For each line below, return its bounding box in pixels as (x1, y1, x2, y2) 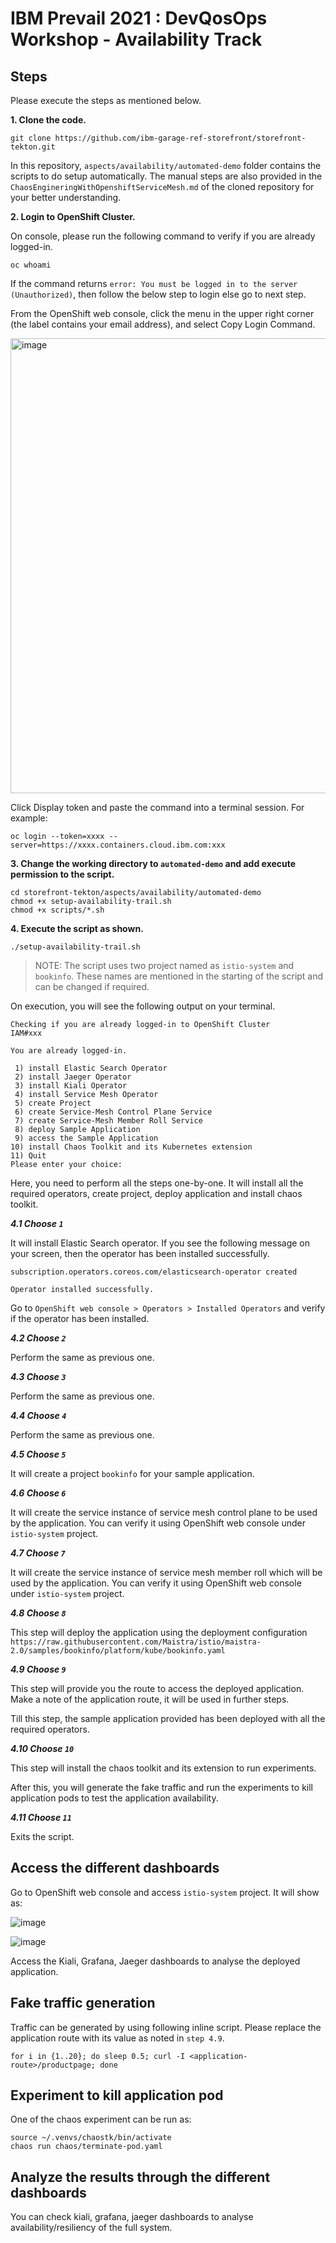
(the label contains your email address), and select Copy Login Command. (10, 318, 316, 330)
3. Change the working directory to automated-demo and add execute (10, 858, 297, 869)
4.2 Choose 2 (10, 1332, 67, 1344)
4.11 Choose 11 (10, 1812, 72, 1823)
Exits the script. (10, 1831, 75, 1842)
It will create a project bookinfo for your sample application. (10, 1468, 255, 1479)
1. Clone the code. (10, 114, 87, 126)
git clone (10, 133, 52, 143)
